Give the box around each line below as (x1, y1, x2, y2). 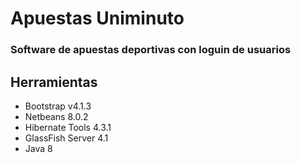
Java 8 (24, 142, 53, 154)
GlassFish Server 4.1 (24, 132, 109, 144)
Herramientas (10, 73, 98, 91)
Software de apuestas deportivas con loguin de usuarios (10, 43, 292, 57)
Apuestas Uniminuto (10, 7, 185, 30)
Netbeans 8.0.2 (24, 110, 89, 122)
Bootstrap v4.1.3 (24, 100, 92, 112)
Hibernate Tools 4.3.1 (24, 121, 112, 133)
